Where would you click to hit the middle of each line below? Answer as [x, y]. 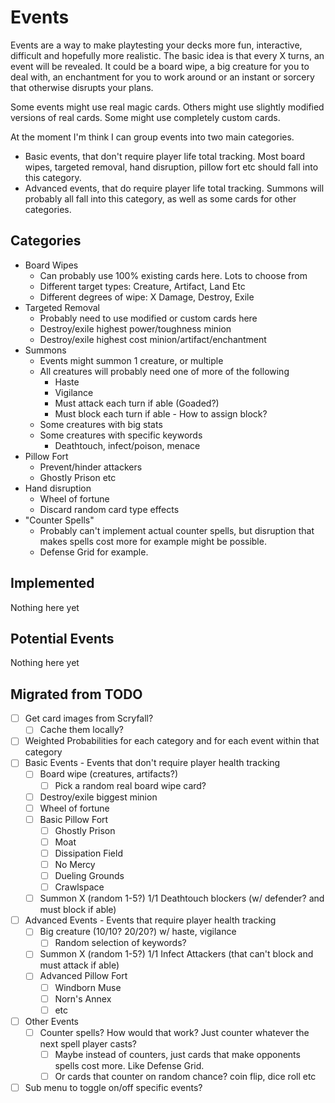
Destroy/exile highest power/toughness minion [135, 328]
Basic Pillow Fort [74, 819]
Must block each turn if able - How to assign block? [161, 413]
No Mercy [75, 864]
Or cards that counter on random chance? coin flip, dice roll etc [185, 1076]
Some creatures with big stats [101, 424]
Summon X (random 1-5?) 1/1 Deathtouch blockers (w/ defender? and [182, 898]
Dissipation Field [88, 853]
